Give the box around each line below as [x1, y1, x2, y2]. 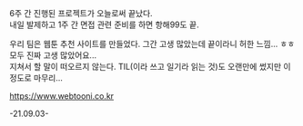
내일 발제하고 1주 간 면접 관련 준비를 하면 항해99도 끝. [9, 19, 200, 30]
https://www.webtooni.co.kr [9, 91, 115, 102]
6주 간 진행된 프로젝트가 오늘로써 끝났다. [9, 8, 153, 18]
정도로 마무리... [9, 73, 64, 83]
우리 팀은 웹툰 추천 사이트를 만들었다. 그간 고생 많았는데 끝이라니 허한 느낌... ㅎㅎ [9, 39, 296, 49]
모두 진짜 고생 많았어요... [9, 50, 97, 61]
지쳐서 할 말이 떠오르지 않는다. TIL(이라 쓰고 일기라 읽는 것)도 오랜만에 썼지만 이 [9, 62, 291, 72]
